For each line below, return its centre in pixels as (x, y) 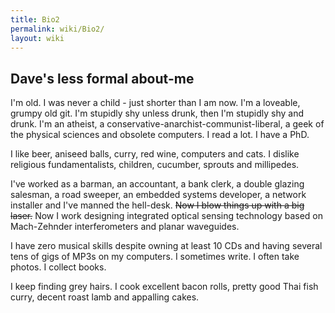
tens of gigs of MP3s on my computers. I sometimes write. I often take (155, 257)
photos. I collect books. (58, 267)
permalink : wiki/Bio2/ (57, 29)
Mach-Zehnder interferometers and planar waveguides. (125, 227)
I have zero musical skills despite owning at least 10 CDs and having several (166, 246)
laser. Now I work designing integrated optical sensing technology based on (167, 216)
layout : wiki (37, 38)
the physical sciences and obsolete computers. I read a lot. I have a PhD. (160, 135)
